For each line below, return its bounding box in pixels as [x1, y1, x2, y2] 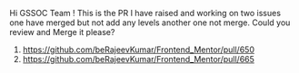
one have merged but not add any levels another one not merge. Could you [9, 17, 291, 28]
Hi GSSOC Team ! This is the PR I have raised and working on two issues [9, 8, 282, 18]
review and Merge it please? [9, 27, 115, 37]
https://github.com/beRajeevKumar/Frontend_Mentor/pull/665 [22, 54, 254, 64]
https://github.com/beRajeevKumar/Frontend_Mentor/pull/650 [22, 44, 254, 55]
